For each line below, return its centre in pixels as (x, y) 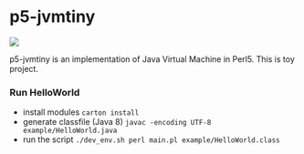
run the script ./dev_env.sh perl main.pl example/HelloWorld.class (151, 139)
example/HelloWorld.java (70, 131)
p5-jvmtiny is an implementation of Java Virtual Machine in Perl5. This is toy (152, 59)
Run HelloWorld (45, 92)
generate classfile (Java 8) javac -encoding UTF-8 (117, 122)
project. (24, 68)
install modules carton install (81, 112)
